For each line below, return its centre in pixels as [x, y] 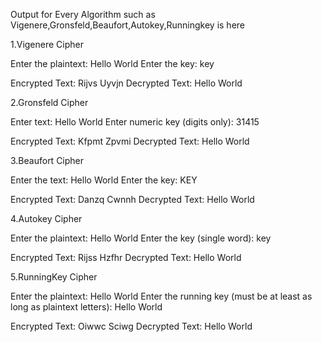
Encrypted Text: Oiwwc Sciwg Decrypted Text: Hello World [131, 326]
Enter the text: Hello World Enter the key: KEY [104, 180]
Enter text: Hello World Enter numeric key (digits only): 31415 [135, 122]
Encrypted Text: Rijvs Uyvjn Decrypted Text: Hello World [126, 83]
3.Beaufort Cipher [47, 160]
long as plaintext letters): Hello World [86, 307]
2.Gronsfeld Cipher [49, 102]
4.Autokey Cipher [46, 218]
